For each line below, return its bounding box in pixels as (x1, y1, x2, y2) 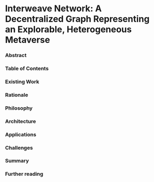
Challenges (5, 144, 33, 151)
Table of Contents (5, 65, 49, 72)
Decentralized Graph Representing (5, 13, 150, 25)
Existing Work (5, 78, 39, 85)
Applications (5, 131, 36, 138)
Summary (5, 157, 30, 164)
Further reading (5, 171, 43, 178)
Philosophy (5, 104, 33, 111)
